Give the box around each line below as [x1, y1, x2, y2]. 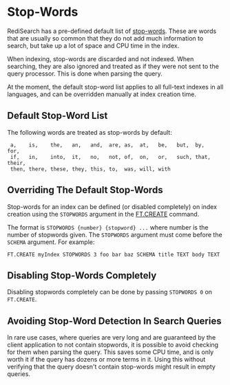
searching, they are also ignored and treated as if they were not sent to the [7, 62, 219, 70]
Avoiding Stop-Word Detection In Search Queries [7, 315, 222, 327]
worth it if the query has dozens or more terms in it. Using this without [7, 355, 206, 364]
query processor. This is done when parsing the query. [7, 69, 163, 78]
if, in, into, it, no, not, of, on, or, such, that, [10, 153, 211, 160]
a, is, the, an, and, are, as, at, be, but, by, [10, 142, 205, 148]
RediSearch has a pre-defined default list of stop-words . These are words [7, 27, 217, 35]
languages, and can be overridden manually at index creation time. [7, 90, 196, 98]
